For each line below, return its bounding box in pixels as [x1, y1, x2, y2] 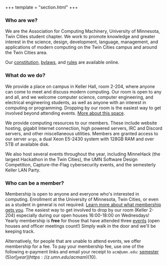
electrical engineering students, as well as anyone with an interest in [5, 99, 146, 105]
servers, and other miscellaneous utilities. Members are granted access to [5, 130, 158, 136]
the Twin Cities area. [5, 50, 48, 56]
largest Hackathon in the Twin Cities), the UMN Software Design [5, 156, 138, 162]
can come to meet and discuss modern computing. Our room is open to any [5, 89, 162, 95]
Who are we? [5, 17, 38, 24]
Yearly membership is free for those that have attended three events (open [5, 217, 160, 223]
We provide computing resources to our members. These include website [5, 120, 157, 126]
